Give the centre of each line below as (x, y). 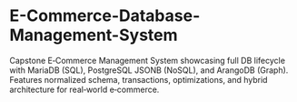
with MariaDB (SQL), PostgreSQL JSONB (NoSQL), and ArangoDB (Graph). (149, 70)
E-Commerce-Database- (105, 16)
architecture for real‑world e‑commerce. (84, 89)
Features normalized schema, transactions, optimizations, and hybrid (139, 79)
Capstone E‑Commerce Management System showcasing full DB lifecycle (148, 60)
